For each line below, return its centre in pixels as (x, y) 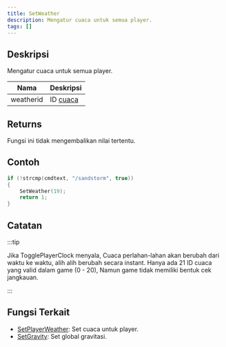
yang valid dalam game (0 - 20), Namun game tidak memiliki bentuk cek (110, 270)
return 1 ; (34, 197)
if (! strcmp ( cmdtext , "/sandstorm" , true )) (71, 178)
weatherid (27, 99)
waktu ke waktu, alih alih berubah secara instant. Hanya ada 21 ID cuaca (110, 262)
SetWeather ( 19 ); (43, 191)
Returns (25, 124)
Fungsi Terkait (39, 312)
